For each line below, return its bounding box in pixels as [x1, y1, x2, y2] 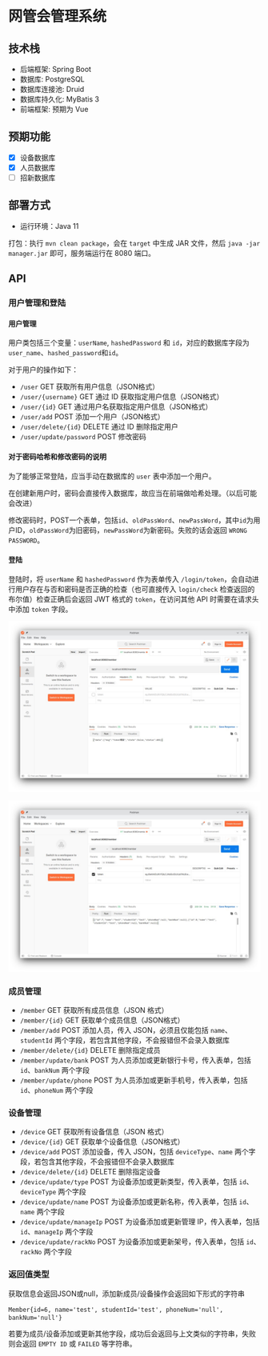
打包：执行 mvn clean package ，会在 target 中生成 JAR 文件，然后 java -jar [8, 238, 261, 248]
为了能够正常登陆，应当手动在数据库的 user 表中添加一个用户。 [8, 471, 216, 481]
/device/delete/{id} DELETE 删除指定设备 [19, 1167, 162, 1177]
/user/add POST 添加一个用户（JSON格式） [19, 412, 165, 422]
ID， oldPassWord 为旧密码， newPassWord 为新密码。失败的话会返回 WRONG [14, 525, 248, 534]
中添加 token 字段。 [8, 604, 73, 614]
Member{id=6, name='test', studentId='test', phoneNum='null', [8, 1306, 224, 1314]
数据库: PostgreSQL [19, 74, 86, 84]
